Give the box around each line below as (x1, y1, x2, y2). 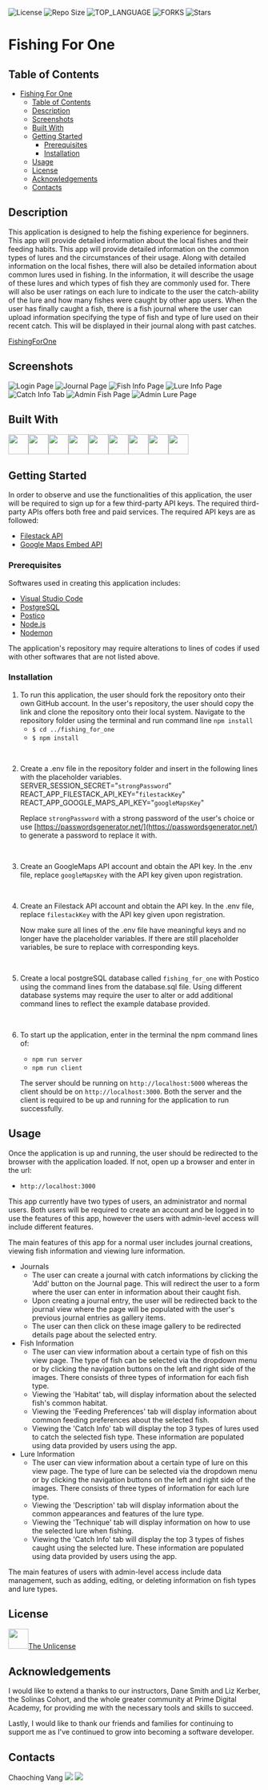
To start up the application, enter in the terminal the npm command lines (19, 1029, 258, 1039)
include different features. (8, 1222, 94, 1232)
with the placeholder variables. (19, 772, 122, 781)
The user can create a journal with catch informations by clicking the (31, 1270, 258, 1280)
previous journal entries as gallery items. (31, 1313, 166, 1322)
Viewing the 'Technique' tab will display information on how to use (31, 1517, 250, 1527)
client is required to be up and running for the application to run (19, 1095, 230, 1105)
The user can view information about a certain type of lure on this (31, 1457, 248, 1467)
